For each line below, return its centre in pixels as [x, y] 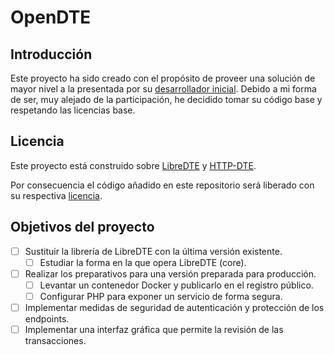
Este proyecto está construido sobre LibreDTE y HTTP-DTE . [133, 165]
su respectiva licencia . [56, 195]
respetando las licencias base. [73, 110]
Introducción [51, 54]
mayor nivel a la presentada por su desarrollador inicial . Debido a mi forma [163, 89]
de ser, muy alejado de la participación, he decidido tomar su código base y [166, 99]
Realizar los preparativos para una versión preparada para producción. [170, 273]
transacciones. [55, 341]
